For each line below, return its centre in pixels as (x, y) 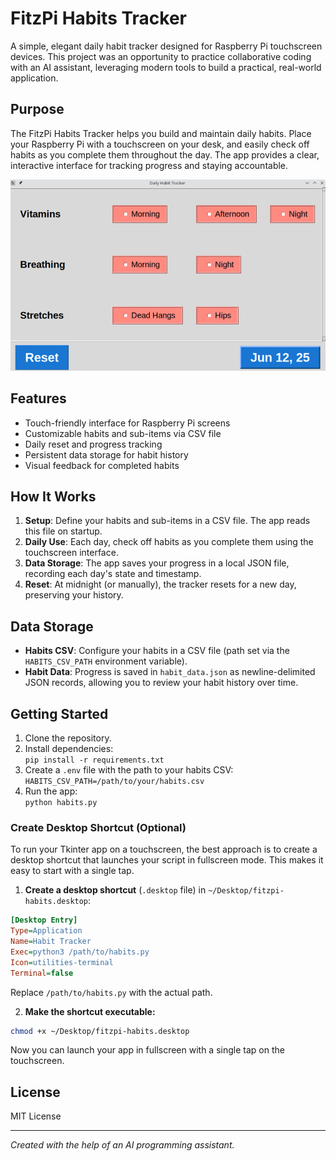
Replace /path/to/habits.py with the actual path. (111, 992)
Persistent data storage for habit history (106, 454)
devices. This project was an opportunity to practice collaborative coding (161, 56)
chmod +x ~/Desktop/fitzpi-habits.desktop (100, 1031)
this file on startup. (63, 531)
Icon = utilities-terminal (62, 962)
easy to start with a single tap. (72, 871)
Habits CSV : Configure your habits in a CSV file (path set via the (157, 651)
